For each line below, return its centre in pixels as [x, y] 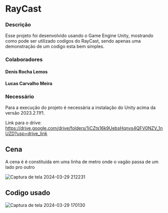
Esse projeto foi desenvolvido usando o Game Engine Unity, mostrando [79, 35]
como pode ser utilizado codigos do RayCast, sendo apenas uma [73, 41]
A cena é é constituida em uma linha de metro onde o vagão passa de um [82, 162]
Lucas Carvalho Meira [29, 83]
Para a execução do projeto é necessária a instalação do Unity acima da [80, 108]
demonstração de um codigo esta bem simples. [55, 47]
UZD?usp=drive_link [26, 133]
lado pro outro [20, 167]
